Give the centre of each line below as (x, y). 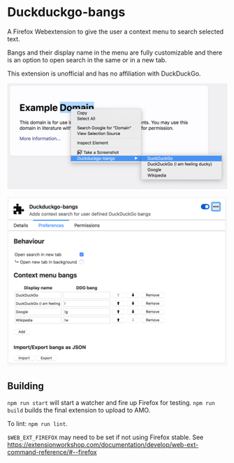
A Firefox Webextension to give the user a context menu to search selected (116, 31)
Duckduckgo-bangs (66, 12)
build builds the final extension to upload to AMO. (79, 411)
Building (25, 386)
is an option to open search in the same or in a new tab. (87, 59)
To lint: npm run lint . (37, 424)
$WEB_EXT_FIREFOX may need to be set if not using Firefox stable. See (105, 437)
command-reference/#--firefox (52, 453)
